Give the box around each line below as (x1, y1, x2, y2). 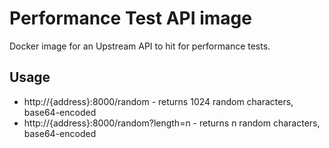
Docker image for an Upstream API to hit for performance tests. (9, 40, 271, 52)
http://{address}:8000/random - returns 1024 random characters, (23, 95, 294, 107)
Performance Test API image (9, 7, 252, 30)
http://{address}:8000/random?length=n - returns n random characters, (23, 117, 321, 129)
